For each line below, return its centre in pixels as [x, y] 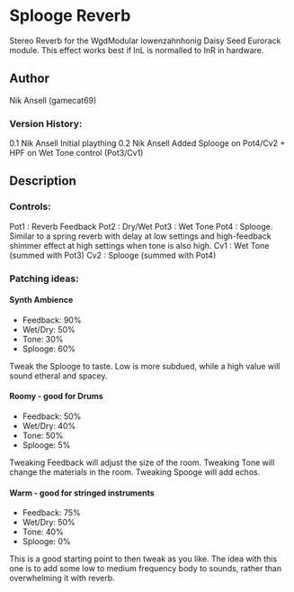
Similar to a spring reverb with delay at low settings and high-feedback [140, 236]
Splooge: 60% [49, 349]
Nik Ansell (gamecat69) [53, 100]
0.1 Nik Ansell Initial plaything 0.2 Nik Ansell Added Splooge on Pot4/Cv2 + [147, 143]
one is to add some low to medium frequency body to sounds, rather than [145, 569]
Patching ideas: [44, 278]
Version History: [46, 123]
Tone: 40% [43, 532]
